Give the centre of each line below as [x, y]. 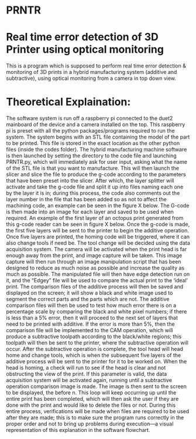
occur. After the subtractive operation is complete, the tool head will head [94, 349]
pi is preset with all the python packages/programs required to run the [90, 131]
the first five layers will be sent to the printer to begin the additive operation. [97, 231]
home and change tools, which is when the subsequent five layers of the [94, 355]
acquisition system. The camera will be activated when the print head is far [97, 249]
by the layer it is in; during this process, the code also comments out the [93, 193]
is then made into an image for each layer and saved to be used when [90, 212]
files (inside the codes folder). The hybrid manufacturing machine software [97, 150]
